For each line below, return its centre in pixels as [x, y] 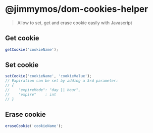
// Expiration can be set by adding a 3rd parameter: [62, 81]
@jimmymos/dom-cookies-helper [77, 9]
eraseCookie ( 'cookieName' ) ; [34, 126]
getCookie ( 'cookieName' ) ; [32, 50]
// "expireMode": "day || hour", [43, 90]
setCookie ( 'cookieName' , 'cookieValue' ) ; [49, 76]
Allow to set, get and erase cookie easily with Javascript [75, 23]
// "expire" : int [31, 95]
